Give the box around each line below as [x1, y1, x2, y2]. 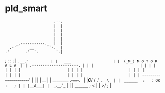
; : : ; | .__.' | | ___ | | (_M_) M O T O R [5, 58, 157, 64]
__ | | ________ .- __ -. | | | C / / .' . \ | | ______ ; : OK [41, 77, 160, 83]
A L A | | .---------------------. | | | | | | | [5, 63, 156, 68]
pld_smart [5, 3, 48, 14]
